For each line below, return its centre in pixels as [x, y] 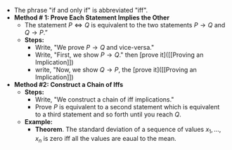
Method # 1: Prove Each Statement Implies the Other [92, 18]
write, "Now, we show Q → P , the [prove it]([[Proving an [116, 70]
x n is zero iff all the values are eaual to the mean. [106, 139]
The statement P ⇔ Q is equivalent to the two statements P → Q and [125, 25]
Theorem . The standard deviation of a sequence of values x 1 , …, [128, 130]
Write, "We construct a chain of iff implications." [104, 100]
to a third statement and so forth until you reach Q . [108, 114]
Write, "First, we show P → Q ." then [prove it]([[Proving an [119, 55]
